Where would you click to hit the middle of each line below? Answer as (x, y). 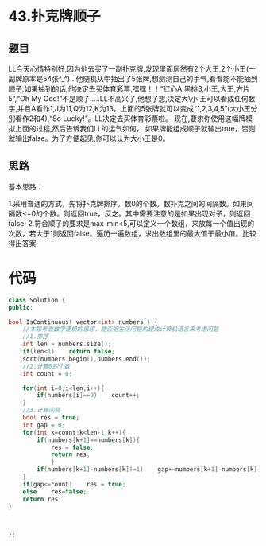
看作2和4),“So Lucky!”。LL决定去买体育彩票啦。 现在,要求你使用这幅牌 (130, 119)
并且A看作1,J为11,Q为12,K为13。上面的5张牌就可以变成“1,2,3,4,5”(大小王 (134, 109)
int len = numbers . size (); (67, 344)
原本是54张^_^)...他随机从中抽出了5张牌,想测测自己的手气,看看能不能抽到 (140, 79)
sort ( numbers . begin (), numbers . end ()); (87, 359)
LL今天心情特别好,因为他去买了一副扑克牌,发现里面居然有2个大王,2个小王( (129, 69)
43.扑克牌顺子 (54, 16)
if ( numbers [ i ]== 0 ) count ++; (89, 396)
